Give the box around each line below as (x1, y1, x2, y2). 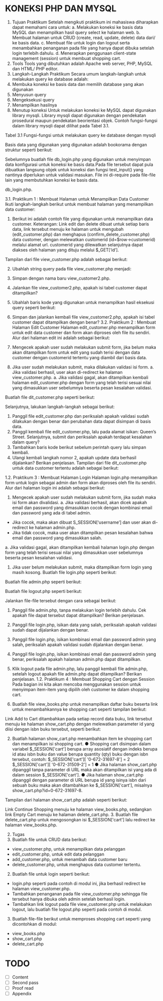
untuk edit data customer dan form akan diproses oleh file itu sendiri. (12, 329, 151, 335)
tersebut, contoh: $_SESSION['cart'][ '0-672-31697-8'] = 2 (12, 756, 130, 762)
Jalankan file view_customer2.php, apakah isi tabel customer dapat (12, 285, 147, 290)
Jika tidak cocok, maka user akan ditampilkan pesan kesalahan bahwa (12, 530, 153, 535)
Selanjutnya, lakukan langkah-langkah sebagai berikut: (5, 404, 115, 409)
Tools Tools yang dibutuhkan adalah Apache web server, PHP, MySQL (12, 61, 153, 66)
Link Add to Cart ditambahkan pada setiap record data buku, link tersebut (5, 715, 152, 721)
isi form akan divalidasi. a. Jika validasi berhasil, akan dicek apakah (12, 499, 147, 505)
